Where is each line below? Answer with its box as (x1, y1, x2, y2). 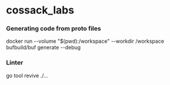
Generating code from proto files (6, 25, 101, 33)
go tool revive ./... (6, 72, 48, 79)
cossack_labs (6, 4, 74, 17)
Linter (6, 59, 23, 67)
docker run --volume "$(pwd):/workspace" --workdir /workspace (6, 38, 164, 45)
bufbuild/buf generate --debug (6, 44, 81, 51)
